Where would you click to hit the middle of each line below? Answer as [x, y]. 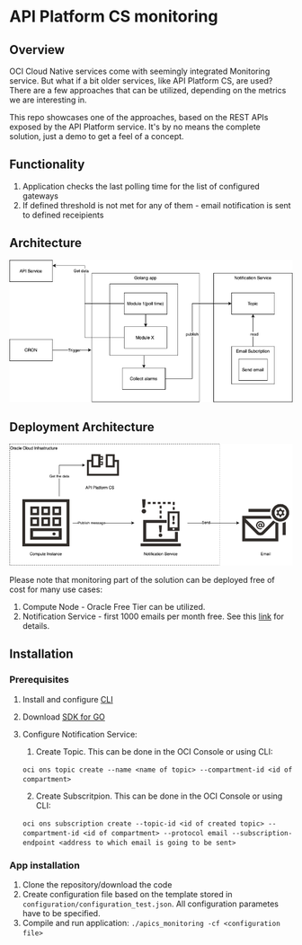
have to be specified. [61, 914]
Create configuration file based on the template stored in [127, 895]
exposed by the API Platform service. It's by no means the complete [135, 127]
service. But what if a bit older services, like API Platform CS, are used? [141, 81]
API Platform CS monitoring [114, 17]
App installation [45, 865]
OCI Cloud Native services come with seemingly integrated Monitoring [140, 71]
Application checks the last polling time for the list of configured [141, 186]
